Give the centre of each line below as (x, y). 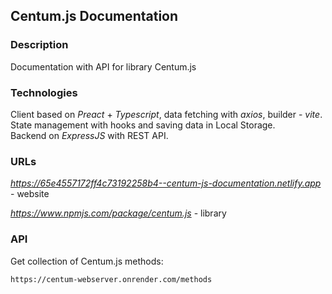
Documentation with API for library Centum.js (103, 66)
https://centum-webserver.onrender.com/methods (111, 279)
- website (30, 194)
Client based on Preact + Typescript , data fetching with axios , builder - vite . (166, 114)
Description (39, 45)
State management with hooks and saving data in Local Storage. (143, 125)
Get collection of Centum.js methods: (87, 261)
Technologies (44, 92)
